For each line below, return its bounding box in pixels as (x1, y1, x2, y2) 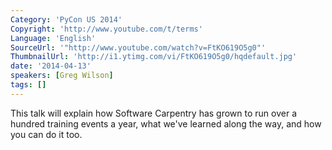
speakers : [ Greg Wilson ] (10, 71, 114, 81)
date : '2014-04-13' (10, 61, 92, 71)
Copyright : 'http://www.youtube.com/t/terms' (10, 24, 203, 34)
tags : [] (10, 80, 47, 90)
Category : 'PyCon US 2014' (10, 14, 123, 25)
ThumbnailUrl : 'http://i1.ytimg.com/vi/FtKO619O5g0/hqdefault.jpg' (10, 52, 298, 62)
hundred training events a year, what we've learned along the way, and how (10, 117, 322, 130)
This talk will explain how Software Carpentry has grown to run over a (10, 107, 298, 119)
